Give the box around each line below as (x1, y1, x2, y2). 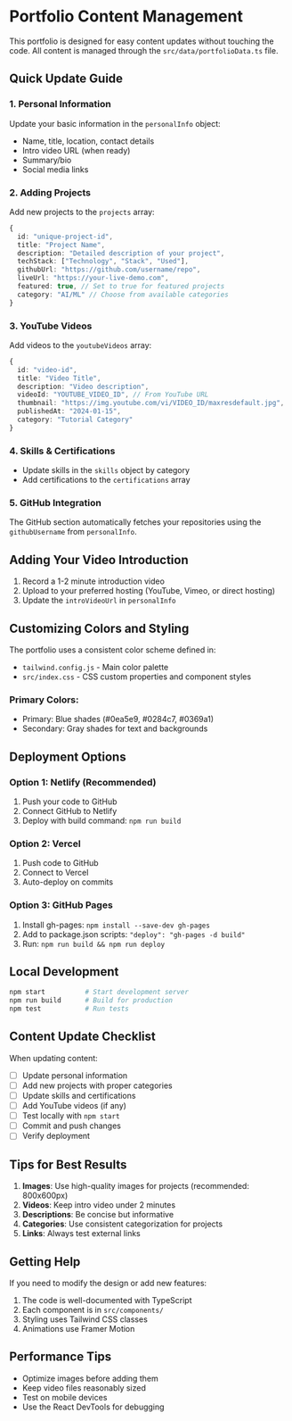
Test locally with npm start (21, 1110, 120, 1121)
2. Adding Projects (9, 186, 92, 198)
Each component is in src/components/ (21, 1304, 164, 1315)
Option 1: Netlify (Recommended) (9, 776, 157, 788)
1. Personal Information (9, 98, 111, 111)
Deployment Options (9, 749, 126, 764)
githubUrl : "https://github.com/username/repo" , (17, 265, 201, 274)
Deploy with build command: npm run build (21, 815, 182, 827)
